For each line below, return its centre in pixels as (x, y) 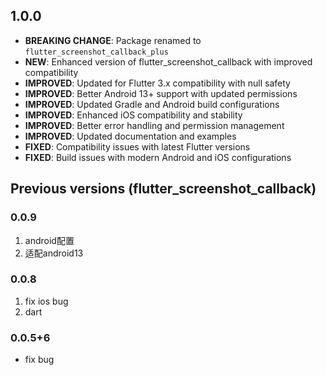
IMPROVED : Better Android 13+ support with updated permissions (161, 93)
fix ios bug (46, 301)
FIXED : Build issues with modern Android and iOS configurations (158, 157)
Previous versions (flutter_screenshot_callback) (163, 189)
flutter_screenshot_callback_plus (96, 52)
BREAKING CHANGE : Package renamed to (113, 40)
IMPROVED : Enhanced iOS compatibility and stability (133, 115)
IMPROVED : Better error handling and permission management (154, 125)
